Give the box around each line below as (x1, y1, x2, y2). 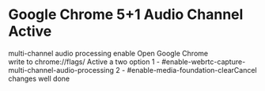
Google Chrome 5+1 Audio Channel (8, 6, 244, 24)
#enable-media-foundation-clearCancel (127, 65, 257, 74)
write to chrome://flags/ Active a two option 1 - (8, 57, 161, 66)
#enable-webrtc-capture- (161, 57, 246, 66)
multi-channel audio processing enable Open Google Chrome (8, 48, 208, 58)
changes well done (8, 74, 70, 83)
